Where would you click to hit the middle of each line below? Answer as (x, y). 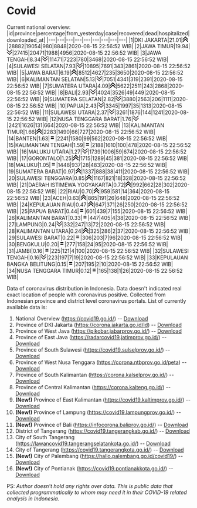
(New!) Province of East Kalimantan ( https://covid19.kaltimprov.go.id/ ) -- (103, 400)
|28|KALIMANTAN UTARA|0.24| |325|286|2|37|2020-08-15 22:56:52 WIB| (98, 231)
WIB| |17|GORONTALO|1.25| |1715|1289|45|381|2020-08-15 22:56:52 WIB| (98, 158)
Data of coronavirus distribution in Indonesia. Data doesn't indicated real (94, 288)
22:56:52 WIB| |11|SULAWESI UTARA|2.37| (58, 112)
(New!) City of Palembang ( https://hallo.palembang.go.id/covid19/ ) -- (99, 456)
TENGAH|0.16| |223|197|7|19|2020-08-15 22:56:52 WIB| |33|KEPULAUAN (97, 258)
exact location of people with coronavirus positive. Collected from (86, 295)
